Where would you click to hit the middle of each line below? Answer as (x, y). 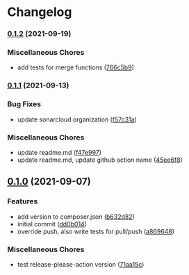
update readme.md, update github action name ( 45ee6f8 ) (100, 160)
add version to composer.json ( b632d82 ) (76, 217)
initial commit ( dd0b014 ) (52, 224)
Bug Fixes (24, 104)
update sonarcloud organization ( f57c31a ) (77, 119)
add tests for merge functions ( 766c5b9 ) (75, 67)
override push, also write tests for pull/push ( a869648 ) (96, 231)
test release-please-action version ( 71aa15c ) (81, 264)
